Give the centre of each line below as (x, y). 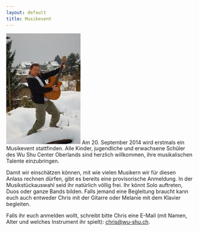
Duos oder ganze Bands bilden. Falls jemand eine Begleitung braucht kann (97, 192)
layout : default (26, 12)
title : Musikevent (29, 19)
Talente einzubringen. (33, 161)
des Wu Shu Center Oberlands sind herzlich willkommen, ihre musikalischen (99, 155)
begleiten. (18, 204)
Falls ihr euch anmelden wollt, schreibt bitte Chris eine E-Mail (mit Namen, (97, 216)
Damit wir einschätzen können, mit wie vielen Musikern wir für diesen (91, 173)
